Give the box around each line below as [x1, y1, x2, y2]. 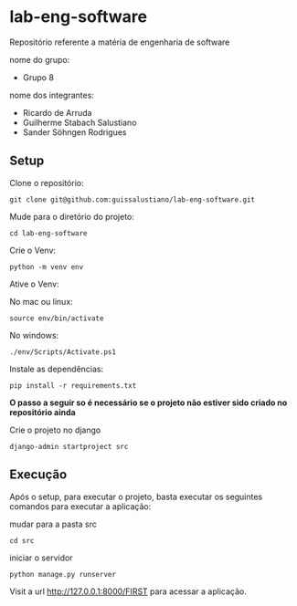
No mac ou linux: [9, 296, 73, 307]
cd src [9, 536, 35, 545]
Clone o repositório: [9, 177, 84, 188]
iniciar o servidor [9, 552, 73, 563]
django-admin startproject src [9, 442, 129, 451]
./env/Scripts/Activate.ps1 [9, 347, 117, 357]
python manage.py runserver [9, 569, 117, 579]
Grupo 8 [22, 71, 55, 83]
